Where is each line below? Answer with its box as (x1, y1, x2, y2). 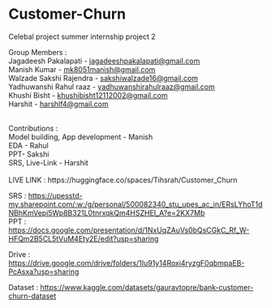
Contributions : (8, 123, 58, 133)
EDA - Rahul (8, 140, 49, 150)
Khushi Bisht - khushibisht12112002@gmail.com (8, 90, 168, 100)
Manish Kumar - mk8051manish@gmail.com (8, 64, 156, 74)
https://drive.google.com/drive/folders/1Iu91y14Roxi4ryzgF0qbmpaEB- (8, 258, 245, 267)
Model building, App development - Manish (8, 131, 153, 142)
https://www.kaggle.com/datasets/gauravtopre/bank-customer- (40, 282, 254, 292)
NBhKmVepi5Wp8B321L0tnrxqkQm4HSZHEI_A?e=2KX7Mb (8, 207, 205, 217)
